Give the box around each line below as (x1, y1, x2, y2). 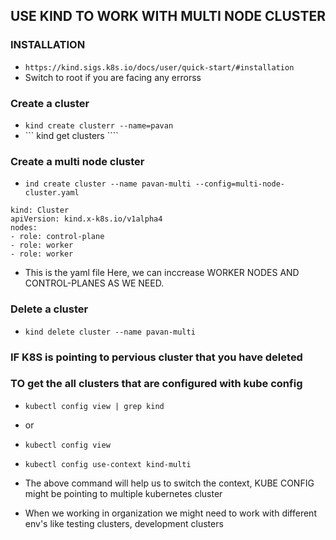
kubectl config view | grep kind (24, 401, 165, 411)
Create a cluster (10, 96, 90, 110)
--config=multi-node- (194, 179, 286, 189)
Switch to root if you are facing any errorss (24, 71, 202, 83)
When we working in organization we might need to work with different (24, 507, 317, 519)
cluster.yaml (24, 188, 80, 198)
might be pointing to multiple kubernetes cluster (24, 487, 223, 499)
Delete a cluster (10, 302, 89, 316)
